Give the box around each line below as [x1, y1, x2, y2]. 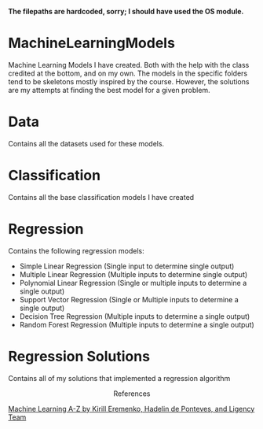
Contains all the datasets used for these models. [8, 139, 165, 148]
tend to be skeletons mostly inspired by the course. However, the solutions [8, 76, 250, 86]
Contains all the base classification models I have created [8, 192, 195, 202]
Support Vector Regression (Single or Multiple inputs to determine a [19, 294, 239, 304]
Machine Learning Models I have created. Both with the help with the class [8, 60, 250, 69]
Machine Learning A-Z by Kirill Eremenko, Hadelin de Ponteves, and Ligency [8, 404, 255, 413]
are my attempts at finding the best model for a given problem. [8, 85, 210, 94]
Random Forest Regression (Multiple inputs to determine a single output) [19, 320, 255, 329]
